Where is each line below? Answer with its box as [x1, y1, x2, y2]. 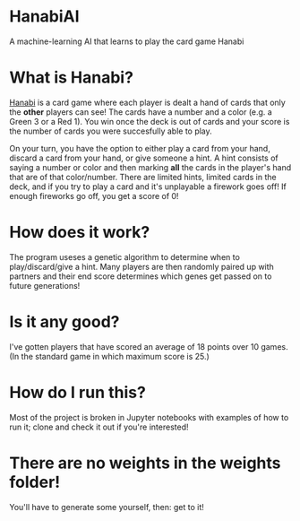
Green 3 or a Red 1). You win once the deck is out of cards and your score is [9, 116, 290, 126]
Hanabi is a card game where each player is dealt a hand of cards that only [9, 97, 287, 108]
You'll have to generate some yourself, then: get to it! [9, 501, 204, 512]
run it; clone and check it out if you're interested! [9, 421, 190, 432]
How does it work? [9, 222, 150, 243]
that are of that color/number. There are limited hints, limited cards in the [9, 171, 277, 182]
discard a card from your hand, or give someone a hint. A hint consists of [9, 152, 279, 163]
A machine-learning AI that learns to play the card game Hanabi [9, 36, 244, 47]
